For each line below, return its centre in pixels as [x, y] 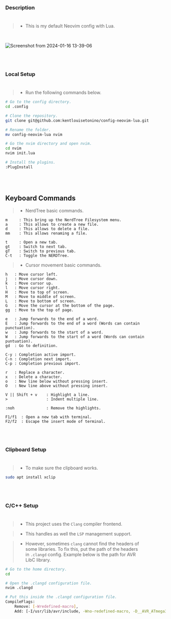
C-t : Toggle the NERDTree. [37, 255]
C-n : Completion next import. [38, 359]
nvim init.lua [20, 153]
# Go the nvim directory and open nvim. [49, 144]
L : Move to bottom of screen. [41, 301]
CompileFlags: [20, 602]
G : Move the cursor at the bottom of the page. [60, 305]
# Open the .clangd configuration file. [49, 583]
